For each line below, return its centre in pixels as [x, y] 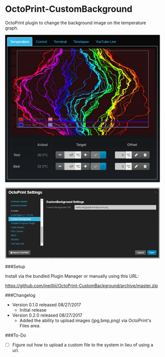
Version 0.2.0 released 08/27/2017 [47, 315]
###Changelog [20, 295]
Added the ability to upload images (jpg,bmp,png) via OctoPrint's [85, 321]
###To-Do [15, 335]
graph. [12, 28]
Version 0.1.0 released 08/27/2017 [46, 305]
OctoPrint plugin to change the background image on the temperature [76, 23]
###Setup [15, 267]
